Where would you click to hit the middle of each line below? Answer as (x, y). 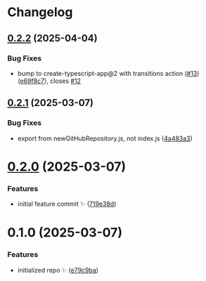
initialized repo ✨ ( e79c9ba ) (58, 270)
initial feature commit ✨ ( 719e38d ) (67, 204)
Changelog (40, 12)
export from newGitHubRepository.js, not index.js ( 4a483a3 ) (105, 138)
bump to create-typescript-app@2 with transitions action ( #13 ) (108, 73)
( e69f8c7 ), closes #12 (49, 81)
